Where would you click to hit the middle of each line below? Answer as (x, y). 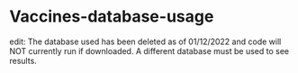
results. (23, 60)
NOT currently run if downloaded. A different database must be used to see (149, 50)
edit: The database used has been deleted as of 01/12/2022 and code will (145, 41)
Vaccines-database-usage (112, 17)
